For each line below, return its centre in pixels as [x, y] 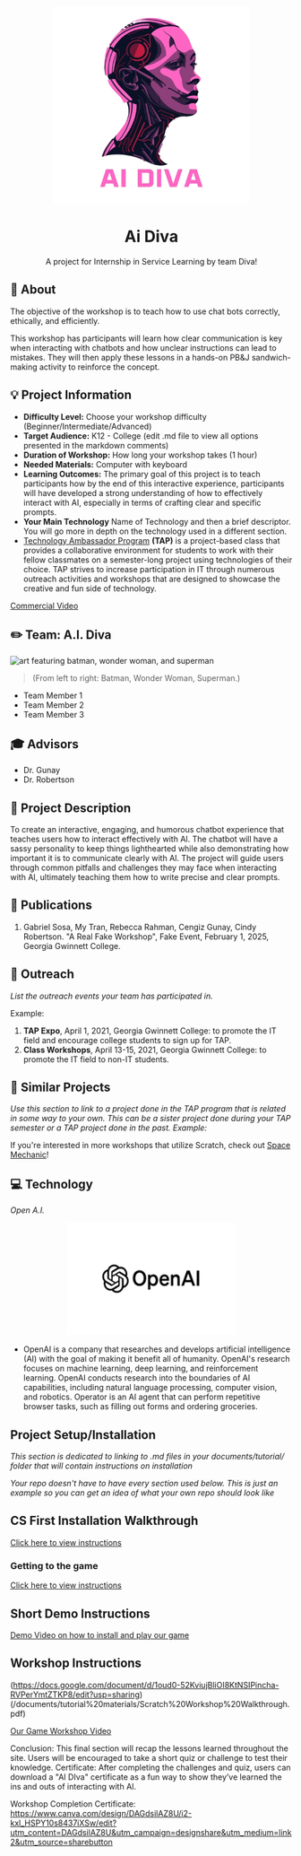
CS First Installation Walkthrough [104, 1521]
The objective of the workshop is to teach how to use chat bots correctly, [145, 311]
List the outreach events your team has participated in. [112, 996]
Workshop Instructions [76, 1664]
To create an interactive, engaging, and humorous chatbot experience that [147, 829]
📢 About [33, 290]
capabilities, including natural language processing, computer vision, [150, 1388]
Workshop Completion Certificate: [73, 1804]
